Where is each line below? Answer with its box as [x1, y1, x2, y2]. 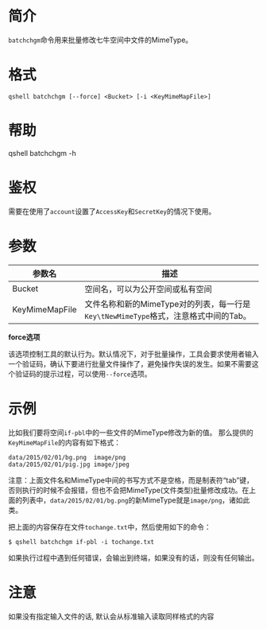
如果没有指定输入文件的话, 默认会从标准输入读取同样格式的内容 [8, 612, 215, 621]
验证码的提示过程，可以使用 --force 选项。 [14, 369, 153, 379]
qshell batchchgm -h [8, 148, 77, 157]
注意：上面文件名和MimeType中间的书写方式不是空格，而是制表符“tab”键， [8, 475, 254, 485]
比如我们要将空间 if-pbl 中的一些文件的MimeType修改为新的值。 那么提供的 [8, 427, 254, 437]
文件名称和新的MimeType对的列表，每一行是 [84, 298, 251, 309]
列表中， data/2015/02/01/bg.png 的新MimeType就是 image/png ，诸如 [21, 495, 244, 505]
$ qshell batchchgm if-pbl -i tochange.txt [8, 538, 155, 546]
